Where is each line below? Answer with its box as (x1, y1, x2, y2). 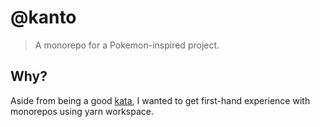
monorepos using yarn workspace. (10, 105, 154, 117)
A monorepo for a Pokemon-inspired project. (34, 39, 220, 51)
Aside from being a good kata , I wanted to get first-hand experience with (10, 94, 311, 106)
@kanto (10, 6, 77, 29)
